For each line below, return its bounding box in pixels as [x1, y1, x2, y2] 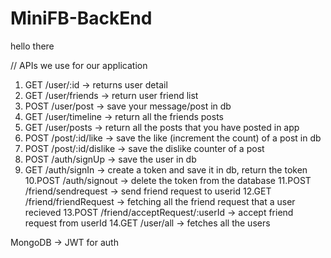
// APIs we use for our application [10, 59, 148, 71]
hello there [10, 40, 55, 52]
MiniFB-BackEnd [10, 7, 153, 30]
